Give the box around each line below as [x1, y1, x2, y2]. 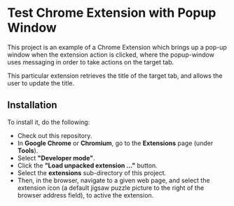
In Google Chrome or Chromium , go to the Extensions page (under [17, 139, 214, 147]
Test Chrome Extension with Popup [7, 5, 216, 21]
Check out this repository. [17, 131, 92, 139]
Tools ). [17, 146, 39, 155]
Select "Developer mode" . [17, 153, 95, 162]
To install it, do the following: [7, 118, 90, 126]
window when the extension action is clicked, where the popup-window [7, 50, 215, 59]
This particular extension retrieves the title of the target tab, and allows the [7, 71, 223, 80]
